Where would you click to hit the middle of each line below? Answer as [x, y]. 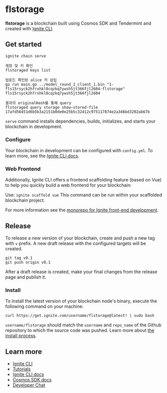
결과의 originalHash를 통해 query [38, 103]
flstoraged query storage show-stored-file [52, 107]
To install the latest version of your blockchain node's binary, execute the [81, 301]
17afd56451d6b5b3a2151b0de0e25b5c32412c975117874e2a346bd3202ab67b [78, 112]
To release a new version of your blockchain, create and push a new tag [80, 238]
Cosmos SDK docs [32, 380]
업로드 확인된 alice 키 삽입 [31, 80]
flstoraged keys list [28, 70]
